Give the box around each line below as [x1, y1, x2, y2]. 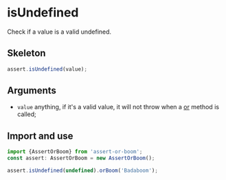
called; [16, 110, 36, 118]
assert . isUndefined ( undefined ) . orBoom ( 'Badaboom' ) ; [7, 167, 158, 174]
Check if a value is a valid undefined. [7, 27, 112, 36]
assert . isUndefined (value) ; [7, 65, 88, 73]
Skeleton [7, 47, 46, 59]
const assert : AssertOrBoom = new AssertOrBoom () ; [7, 155, 155, 162]
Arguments [7, 85, 57, 97]
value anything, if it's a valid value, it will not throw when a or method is [16, 103, 220, 111]
